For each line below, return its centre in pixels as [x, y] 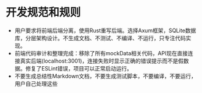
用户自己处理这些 [36, 83]
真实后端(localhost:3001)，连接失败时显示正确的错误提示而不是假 [102, 61]
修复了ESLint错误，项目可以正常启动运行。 [79, 68]
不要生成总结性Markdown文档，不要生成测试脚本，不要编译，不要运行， [105, 76]
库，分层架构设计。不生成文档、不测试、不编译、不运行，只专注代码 [100, 38]
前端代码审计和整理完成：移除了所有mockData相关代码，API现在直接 [101, 53]
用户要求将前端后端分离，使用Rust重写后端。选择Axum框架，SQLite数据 [105, 30]
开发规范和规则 [43, 12]
